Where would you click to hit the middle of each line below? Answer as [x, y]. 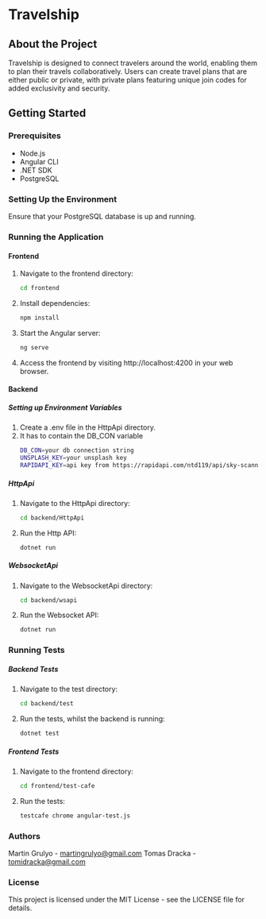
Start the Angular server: [60, 333]
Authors [25, 836]
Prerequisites [35, 136]
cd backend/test [46, 704]
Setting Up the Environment [63, 199]
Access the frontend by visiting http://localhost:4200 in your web [126, 362]
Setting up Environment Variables [65, 407]
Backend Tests [33, 669]
